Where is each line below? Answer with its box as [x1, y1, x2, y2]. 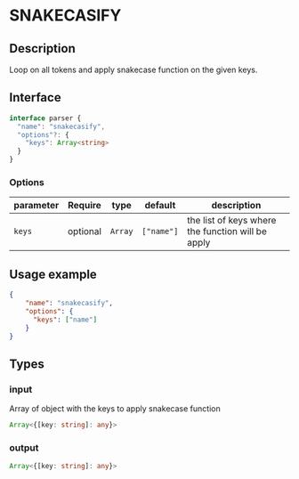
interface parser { [9, 113, 82, 123]
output [9, 442, 39, 454]
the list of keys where [186, 215, 277, 227]
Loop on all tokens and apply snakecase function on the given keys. [9, 64, 258, 75]
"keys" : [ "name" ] [32, 315, 98, 324]
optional [68, 225, 102, 238]
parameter [13, 199, 60, 212]
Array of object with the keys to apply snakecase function [9, 403, 221, 414]
